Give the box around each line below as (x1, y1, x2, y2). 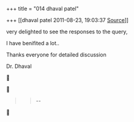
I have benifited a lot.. (6, 40, 60, 46)
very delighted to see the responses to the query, (6, 28, 128, 35)
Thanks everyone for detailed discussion (6, 51, 106, 58)
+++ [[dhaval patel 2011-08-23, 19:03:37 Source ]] (6, 17, 129, 23)
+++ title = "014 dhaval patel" (6, 5, 79, 12)
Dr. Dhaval (6, 62, 32, 70)
